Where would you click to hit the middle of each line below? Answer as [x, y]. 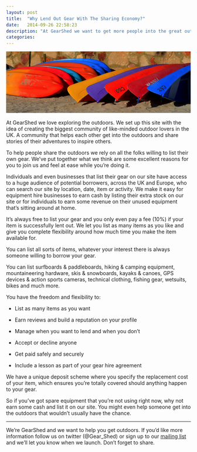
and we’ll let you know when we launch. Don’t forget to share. [81, 442]
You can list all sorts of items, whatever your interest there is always [88, 249]
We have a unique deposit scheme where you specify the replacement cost [97, 377]
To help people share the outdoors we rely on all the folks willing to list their [97, 152]
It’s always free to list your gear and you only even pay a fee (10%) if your [95, 219]
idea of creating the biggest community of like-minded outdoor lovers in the [98, 129]
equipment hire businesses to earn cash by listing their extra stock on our [95, 195]
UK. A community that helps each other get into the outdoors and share [92, 135]
